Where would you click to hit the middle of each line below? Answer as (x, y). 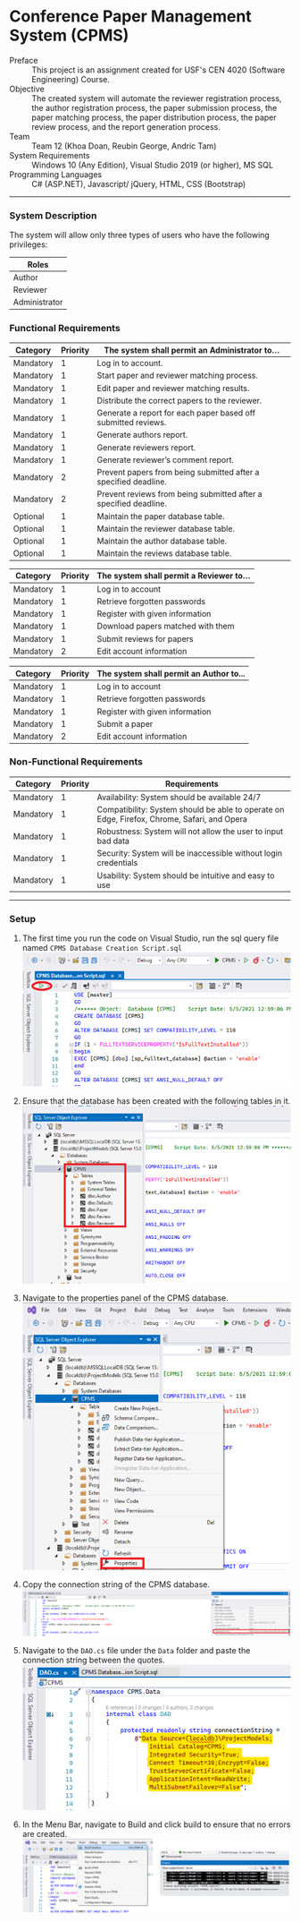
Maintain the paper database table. (161, 516)
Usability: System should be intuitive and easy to (186, 876)
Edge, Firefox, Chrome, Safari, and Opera (172, 819)
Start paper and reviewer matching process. (178, 376)
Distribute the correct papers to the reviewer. (179, 400)
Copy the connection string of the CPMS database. (116, 1584)
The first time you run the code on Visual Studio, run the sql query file (150, 938)
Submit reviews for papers (145, 638)
